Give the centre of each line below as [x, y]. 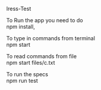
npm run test [22, 81]
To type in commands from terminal [51, 38]
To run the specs [27, 74]
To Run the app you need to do [45, 20]
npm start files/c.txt [31, 63]
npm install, [21, 27]
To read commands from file [41, 56]
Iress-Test [19, 9]
